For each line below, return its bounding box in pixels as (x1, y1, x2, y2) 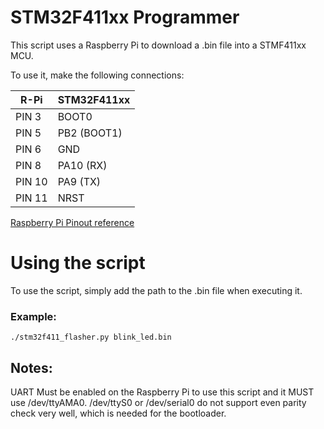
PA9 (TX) (57, 174, 102, 188)
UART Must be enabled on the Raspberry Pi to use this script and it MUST (10, 386, 315, 398)
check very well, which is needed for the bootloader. (10, 407, 227, 419)
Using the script (10, 252, 146, 275)
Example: (10, 309, 57, 323)
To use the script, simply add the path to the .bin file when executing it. (10, 284, 303, 296)
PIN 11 (15, 191, 48, 205)
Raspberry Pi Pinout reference (10, 216, 135, 228)
